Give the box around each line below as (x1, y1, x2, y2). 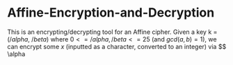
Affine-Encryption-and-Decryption (7, 5, 215, 21)
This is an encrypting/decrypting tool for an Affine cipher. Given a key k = (7, 28, 218, 36)
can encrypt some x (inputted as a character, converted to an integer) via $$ (7, 42, 227, 50)
